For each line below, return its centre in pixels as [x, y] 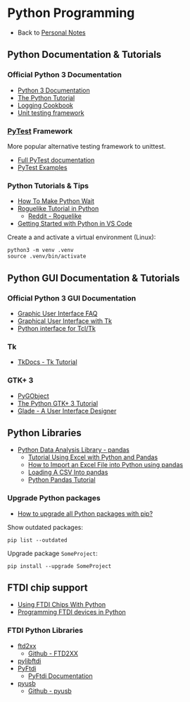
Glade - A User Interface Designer [67, 411]
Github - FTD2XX [53, 653]
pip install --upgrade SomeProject [59, 566]
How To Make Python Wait [56, 201]
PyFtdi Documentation [60, 676]
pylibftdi [29, 660]
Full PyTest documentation [56, 159]
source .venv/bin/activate [47, 256]
